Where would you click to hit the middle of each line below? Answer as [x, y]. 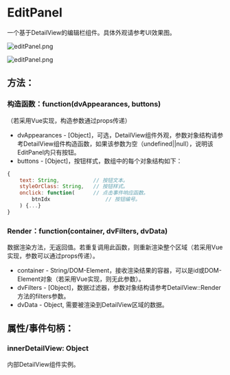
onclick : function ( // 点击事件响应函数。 [84, 193]
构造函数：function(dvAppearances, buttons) [84, 104]
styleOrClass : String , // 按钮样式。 [74, 187]
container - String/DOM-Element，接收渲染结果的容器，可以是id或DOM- [119, 271]
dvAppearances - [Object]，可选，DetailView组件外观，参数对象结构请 [117, 135]
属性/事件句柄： [41, 329]
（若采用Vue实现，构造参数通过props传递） [69, 120]
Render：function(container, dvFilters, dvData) [88, 231]
